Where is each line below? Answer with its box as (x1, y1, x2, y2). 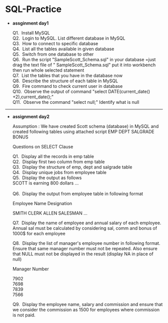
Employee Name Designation (12, 200, 72, 206)
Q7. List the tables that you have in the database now (12, 72, 123, 78)
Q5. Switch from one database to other (12, 51, 94, 57)
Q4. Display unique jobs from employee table (12, 169, 106, 175)
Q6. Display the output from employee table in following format (12, 191, 143, 197)
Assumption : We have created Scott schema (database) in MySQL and (12, 123, 159, 129)
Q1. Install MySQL (12, 30, 50, 36)
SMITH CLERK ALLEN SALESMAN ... (12, 210, 87, 216)
